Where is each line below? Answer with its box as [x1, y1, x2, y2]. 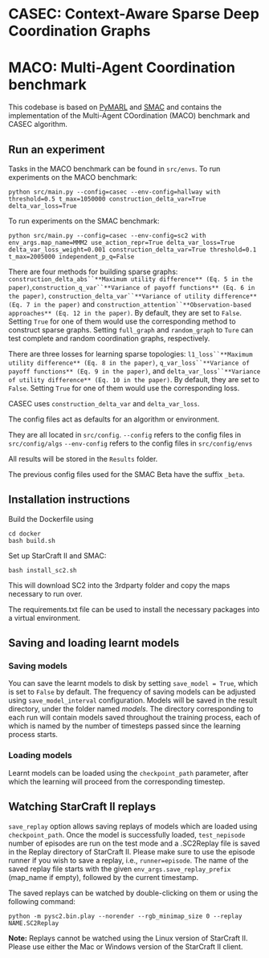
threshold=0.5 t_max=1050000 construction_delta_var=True [8, 194, 206, 203]
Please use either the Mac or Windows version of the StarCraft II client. [8, 941, 243, 952]
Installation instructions [8, 493, 130, 507]
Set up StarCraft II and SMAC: [8, 551, 107, 561]
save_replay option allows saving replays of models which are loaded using [8, 821, 258, 831]
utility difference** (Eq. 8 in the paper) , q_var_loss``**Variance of [8, 357, 251, 367]
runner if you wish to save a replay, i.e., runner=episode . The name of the [8, 855, 249, 865]
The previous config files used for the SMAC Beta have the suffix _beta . [8, 469, 245, 479]
